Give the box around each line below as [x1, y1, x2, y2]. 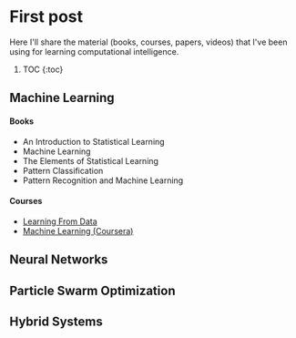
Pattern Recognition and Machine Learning [22, 175, 184, 186]
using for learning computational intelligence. [9, 46, 179, 56]
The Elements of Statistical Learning [22, 155, 159, 166]
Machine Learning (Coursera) [22, 225, 134, 236]
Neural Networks [9, 252, 108, 268]
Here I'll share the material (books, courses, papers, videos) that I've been [9, 36, 288, 47]
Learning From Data [22, 216, 97, 227]
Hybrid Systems [9, 313, 103, 329]
